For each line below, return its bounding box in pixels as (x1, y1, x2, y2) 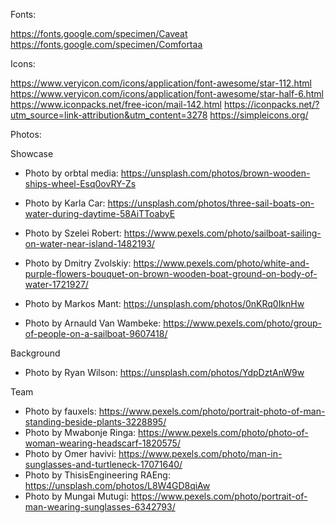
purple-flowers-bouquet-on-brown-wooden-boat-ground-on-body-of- (24, 268, 318, 279)
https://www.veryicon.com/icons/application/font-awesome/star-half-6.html (10, 88, 324, 99)
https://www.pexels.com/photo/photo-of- (138, 427, 309, 438)
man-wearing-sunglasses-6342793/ (24, 501, 176, 513)
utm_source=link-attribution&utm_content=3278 (10, 109, 208, 121)
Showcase (10, 148, 54, 159)
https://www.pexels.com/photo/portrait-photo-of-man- (98, 405, 326, 417)
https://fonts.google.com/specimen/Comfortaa (10, 39, 203, 50)
